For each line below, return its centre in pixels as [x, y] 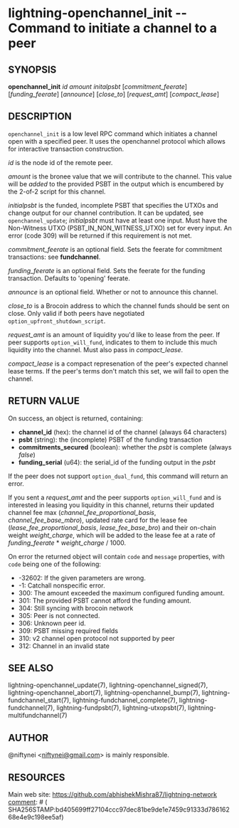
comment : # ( [28, 802]
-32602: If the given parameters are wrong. [82, 578]
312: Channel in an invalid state [64, 646]
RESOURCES [37, 777]
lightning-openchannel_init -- [97, 13]
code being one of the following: [55, 564]
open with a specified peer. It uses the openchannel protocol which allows [117, 141]
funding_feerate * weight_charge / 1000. [67, 543]
